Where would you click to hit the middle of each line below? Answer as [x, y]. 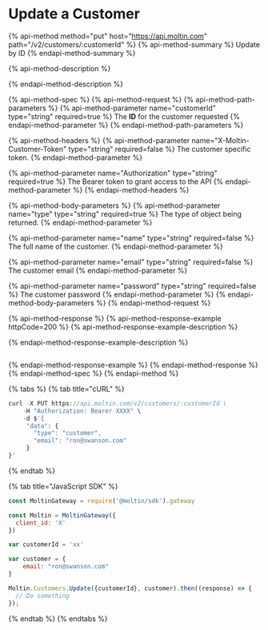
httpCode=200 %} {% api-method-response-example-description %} [123, 327]
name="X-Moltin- [220, 140]
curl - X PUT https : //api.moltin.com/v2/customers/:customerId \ [118, 403]
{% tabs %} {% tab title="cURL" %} [67, 389]
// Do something [42, 596]
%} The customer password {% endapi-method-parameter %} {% [117, 294]
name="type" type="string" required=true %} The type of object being [125, 213]
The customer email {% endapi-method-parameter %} [98, 270]
